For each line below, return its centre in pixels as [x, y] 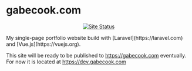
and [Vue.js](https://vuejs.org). [43, 44]
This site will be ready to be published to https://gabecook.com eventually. [96, 55]
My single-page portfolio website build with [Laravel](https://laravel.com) [95, 38]
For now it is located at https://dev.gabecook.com [66, 62]
